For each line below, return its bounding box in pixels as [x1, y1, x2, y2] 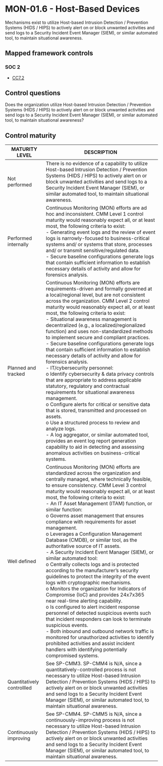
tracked [7, 371, 25, 378]
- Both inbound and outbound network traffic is [46, 628, 154, 635]
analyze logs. [46, 425, 76, 432]
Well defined [7, 558, 36, 565]
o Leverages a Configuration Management [46, 530, 142, 537]
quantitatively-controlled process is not [46, 666, 136, 673]
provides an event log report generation [46, 438, 136, 444]
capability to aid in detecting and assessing [46, 444, 145, 451]
